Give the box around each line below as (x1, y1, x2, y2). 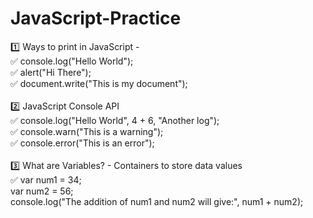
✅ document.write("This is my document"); (10, 77, 188, 89)
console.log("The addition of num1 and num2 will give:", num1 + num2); (10, 195, 304, 207)
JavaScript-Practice (10, 7, 182, 30)
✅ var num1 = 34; (10, 173, 82, 186)
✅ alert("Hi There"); (10, 66, 92, 78)
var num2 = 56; (10, 185, 74, 197)
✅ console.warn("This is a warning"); (10, 125, 164, 137)
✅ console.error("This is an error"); (10, 137, 155, 149)
